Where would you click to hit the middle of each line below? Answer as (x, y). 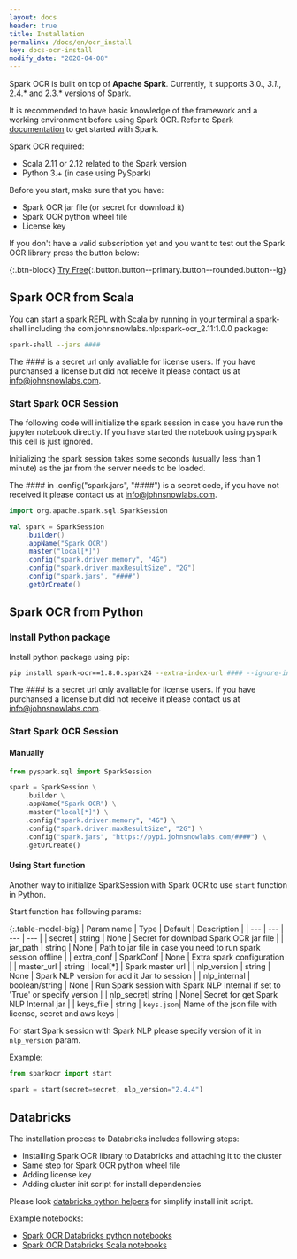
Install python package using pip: (69, 657)
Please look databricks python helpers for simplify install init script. (131, 1201)
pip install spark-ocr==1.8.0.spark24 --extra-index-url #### (126, 673)
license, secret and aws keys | (64, 1013)
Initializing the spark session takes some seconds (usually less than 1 (135, 458)
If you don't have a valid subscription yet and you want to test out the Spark (147, 243)
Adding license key (57, 1175)
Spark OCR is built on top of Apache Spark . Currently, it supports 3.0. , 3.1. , (145, 84)
